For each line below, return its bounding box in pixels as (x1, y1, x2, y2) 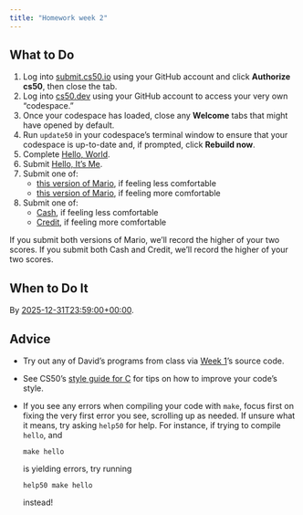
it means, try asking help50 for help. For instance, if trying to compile (22, 420, 281, 431)
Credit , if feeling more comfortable (36, 216, 167, 228)
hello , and (22, 430, 63, 441)
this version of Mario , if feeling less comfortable (36, 178, 217, 189)
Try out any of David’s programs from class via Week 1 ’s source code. (22, 355, 285, 366)
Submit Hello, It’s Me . (22, 159, 103, 170)
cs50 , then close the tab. (22, 81, 118, 92)
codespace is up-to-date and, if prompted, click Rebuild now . (22, 139, 256, 151)
